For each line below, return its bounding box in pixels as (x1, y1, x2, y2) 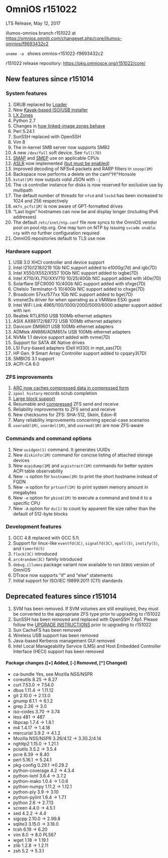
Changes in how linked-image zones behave (13, 122, 105, 129)
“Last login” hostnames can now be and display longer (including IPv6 (13, 208, 158, 215)
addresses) (13, 214, 37, 220)
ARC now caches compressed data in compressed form (13, 385, 129, 391)
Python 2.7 (13, 117, 36, 123)
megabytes (13, 489, 37, 495)
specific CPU (13, 500, 41, 506)
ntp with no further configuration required (13, 230, 100, 236)
